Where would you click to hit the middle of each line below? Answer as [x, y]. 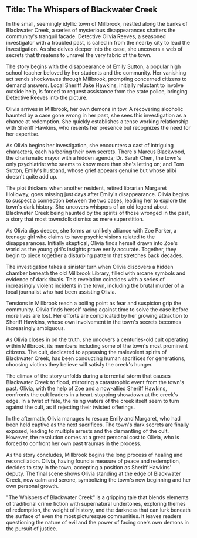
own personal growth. [33, 486]
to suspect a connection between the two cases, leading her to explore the [96, 200]
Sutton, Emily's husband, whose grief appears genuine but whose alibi [91, 170]
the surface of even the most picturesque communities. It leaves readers [94, 516]
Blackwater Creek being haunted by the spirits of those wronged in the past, [98, 213]
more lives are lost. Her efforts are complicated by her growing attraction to [97, 315]
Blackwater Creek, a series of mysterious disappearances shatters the [91, 30]
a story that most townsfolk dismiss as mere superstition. [75, 219]
